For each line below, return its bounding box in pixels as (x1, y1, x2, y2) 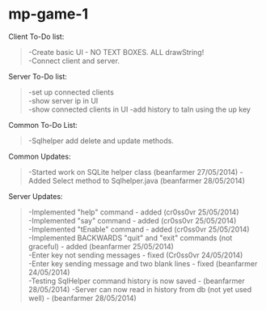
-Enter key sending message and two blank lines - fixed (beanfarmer (27, 258, 258, 268)
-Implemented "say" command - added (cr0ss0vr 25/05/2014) (27, 215, 237, 225)
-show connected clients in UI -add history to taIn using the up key (27, 104, 251, 114)
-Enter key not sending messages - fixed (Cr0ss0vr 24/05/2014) (27, 250, 243, 260)
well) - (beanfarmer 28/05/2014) (27, 293, 137, 303)
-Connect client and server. (27, 56, 120, 66)
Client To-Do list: (8, 32, 65, 41)
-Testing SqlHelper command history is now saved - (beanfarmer (27, 276, 245, 286)
